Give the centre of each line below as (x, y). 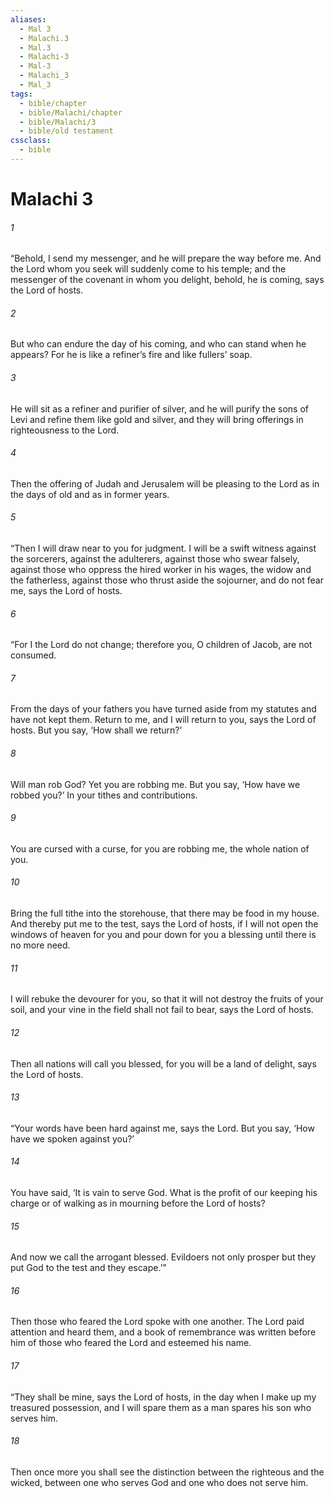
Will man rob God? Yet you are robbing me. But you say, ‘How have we (155, 784)
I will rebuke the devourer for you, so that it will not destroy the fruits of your (167, 999)
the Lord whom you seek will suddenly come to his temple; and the (148, 269)
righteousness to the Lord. (65, 430)
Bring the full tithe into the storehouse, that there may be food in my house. (165, 913)
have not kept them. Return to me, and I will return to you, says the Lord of (163, 720)
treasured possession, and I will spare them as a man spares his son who (161, 1407)
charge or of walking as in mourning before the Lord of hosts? (138, 1203)
